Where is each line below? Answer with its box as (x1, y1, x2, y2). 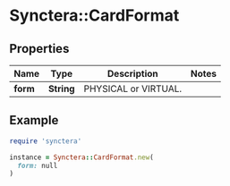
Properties (9, 41, 70, 56)
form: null (17, 161, 58, 170)
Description (106, 68, 158, 80)
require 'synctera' (9, 136, 82, 146)
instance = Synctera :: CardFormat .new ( (9, 153, 154, 162)
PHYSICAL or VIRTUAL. (83, 82, 183, 95)
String (47, 82, 75, 95)
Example (9, 113, 59, 128)
